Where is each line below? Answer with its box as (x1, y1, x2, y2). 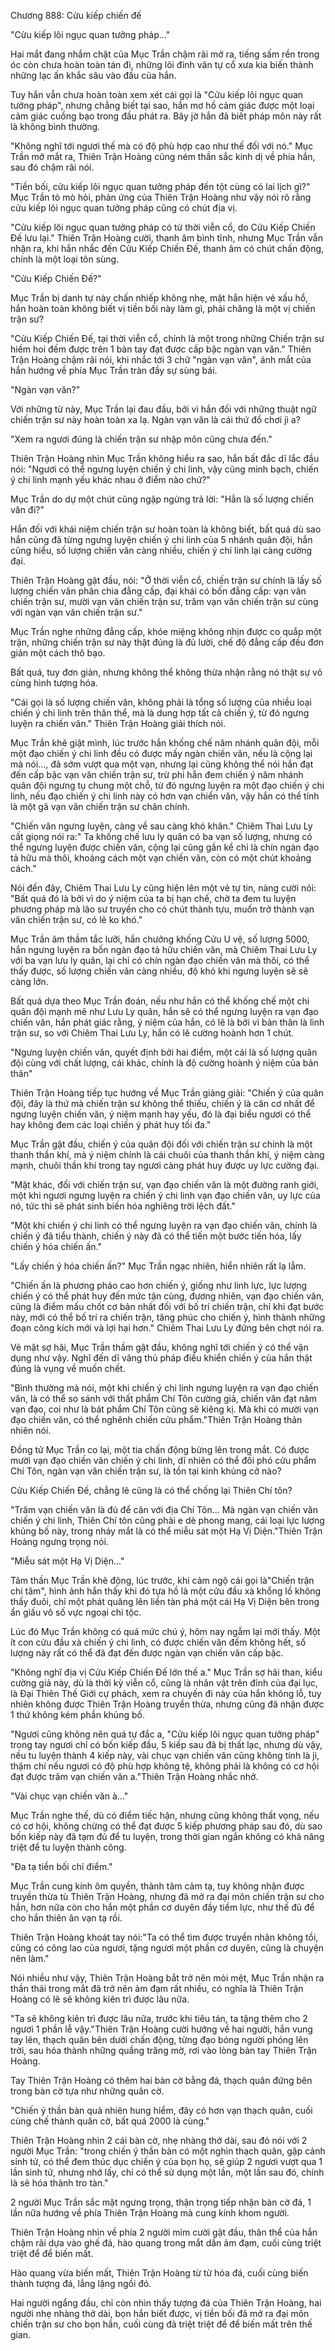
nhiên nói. (10, 1425, 52, 1436)
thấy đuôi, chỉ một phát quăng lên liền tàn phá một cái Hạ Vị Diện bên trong (10, 1596, 320, 1607)
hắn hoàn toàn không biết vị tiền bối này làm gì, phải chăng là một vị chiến (10, 303, 316, 314)
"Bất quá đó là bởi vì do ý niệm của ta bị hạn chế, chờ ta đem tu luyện (10, 893, 297, 904)
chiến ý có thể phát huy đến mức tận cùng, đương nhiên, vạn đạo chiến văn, (10, 1290, 325, 1302)
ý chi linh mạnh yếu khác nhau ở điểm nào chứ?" (10, 474, 211, 485)
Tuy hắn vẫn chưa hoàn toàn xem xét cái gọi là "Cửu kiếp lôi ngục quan (10, 89, 304, 100)
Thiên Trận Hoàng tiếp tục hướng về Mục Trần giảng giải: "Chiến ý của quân (10, 1087, 324, 1099)
